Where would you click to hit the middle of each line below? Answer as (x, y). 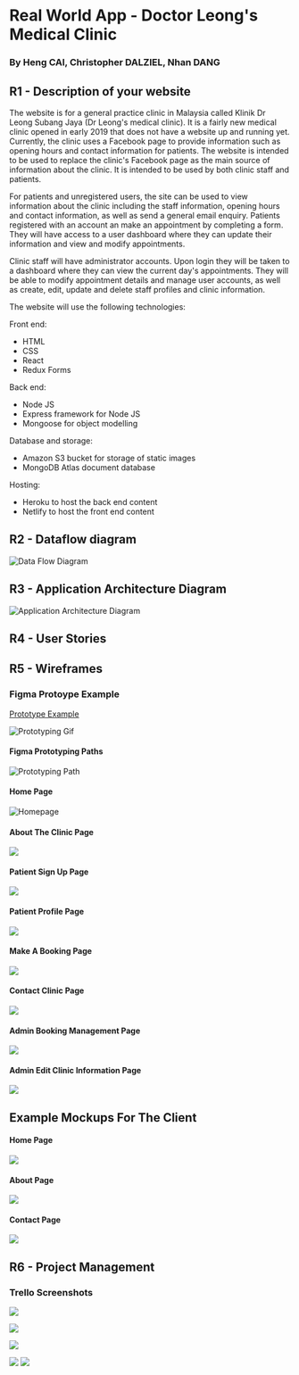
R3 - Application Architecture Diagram (118, 589)
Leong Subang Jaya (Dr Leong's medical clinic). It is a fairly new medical (143, 122)
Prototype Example (44, 714)
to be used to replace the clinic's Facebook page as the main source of (140, 160)
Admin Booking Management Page (75, 1031)
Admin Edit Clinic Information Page (75, 1070)
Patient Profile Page (47, 912)
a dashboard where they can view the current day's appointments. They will (149, 270)
